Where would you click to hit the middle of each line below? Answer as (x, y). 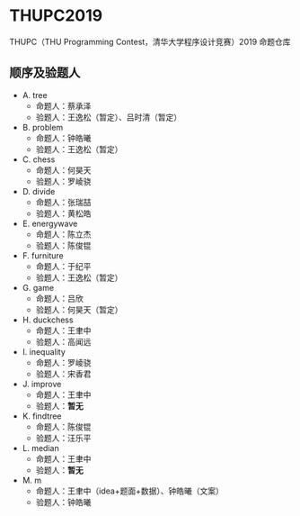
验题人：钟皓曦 (63, 502)
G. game (38, 287)
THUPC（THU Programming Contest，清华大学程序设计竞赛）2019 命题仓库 (150, 41)
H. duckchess (48, 320)
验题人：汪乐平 (63, 438)
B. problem (43, 127)
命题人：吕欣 (59, 298)
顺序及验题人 (45, 73)
